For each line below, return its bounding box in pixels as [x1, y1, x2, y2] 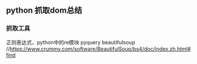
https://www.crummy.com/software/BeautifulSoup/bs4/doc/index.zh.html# [9, 45, 191, 52]
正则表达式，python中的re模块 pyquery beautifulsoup [6, 38, 135, 45]
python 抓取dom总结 [6, 5, 82, 16]
